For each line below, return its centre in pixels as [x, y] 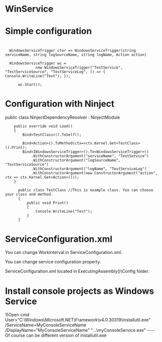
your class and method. [29, 194]
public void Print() [47, 203]
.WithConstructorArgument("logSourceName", [76, 160]
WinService [29, 9]
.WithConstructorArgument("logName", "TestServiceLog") [89, 169]
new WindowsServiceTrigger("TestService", [79, 67]
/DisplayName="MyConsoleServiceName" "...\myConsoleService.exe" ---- [80, 330]
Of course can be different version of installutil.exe [56, 335]
